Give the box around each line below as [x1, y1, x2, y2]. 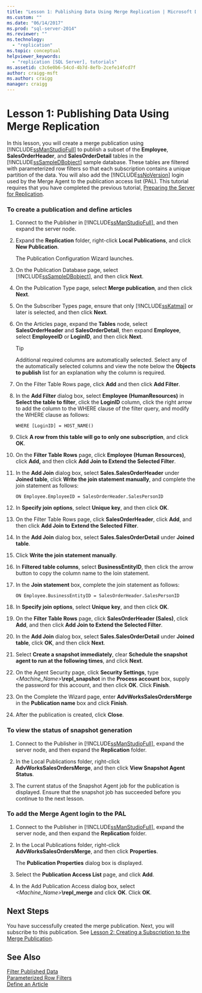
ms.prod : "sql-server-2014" [7, 25, 77, 32]
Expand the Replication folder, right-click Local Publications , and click [15, 237, 191, 244]
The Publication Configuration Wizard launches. [15, 255, 134, 262]
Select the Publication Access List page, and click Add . [15, 871, 155, 878]
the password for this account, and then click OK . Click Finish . [15, 682, 170, 689]
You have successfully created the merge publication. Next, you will [7, 922, 174, 929]
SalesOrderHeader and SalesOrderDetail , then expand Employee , [15, 327, 181, 334]
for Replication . [7, 190, 44, 198]
